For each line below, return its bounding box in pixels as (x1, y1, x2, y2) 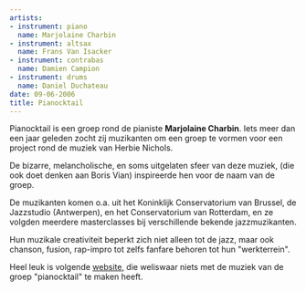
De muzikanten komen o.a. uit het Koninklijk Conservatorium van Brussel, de (9, 197, 297, 208)
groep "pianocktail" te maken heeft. (9, 271, 143, 283)
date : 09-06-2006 (9, 89, 76, 99)
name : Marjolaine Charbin (17, 30, 117, 39)
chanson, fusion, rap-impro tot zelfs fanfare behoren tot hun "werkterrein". (9, 244, 290, 255)
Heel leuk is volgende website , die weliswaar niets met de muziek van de (9, 262, 284, 273)
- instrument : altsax (9, 38, 92, 48)
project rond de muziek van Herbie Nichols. (9, 142, 174, 153)
